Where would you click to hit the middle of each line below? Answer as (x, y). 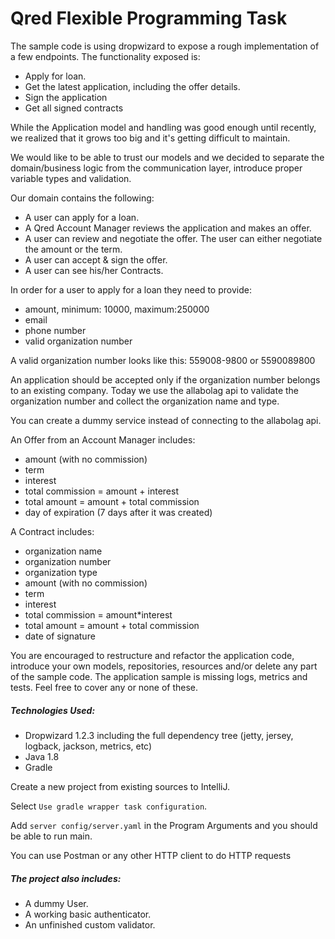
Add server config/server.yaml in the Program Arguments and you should (164, 825)
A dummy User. (56, 903)
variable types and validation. (71, 178)
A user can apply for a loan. (82, 217)
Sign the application (66, 97)
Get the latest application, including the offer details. (132, 86)
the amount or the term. (73, 249)
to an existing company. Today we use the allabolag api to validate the (155, 390)
